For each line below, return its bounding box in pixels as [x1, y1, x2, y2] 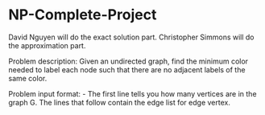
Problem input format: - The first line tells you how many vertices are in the [8, 88, 257, 98]
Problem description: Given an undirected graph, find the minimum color [8, 56, 248, 66]
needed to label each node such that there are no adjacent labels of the [8, 64, 246, 74]
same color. [8, 73, 48, 83]
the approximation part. [8, 40, 86, 50]
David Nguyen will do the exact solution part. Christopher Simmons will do [8, 32, 255, 42]
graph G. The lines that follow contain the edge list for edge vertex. [8, 97, 231, 107]
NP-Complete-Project [8, 6, 157, 24]
